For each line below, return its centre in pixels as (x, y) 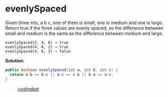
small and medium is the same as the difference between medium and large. (84, 33)
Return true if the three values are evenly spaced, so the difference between (84, 28)
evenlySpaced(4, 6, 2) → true (37, 47)
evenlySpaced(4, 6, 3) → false (38, 51)
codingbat (28, 89)
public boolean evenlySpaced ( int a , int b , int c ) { (62, 70)
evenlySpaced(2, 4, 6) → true (37, 42)
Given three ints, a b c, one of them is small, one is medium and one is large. (84, 23)
